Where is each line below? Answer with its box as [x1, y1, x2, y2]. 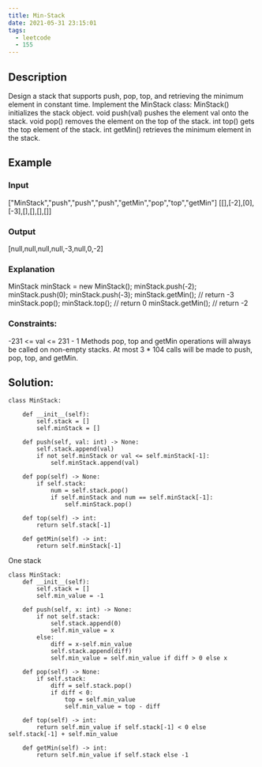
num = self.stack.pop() [50, 487, 129, 495]
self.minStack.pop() [64, 501, 133, 508]
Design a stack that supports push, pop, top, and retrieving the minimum [8, 91, 244, 100]
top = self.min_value [64, 696, 136, 704]
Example [8, 156, 52, 170]
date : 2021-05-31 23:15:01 [8, 19, 97, 27]
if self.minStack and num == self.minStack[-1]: [50, 493, 214, 502]
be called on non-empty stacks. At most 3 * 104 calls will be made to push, [8, 345, 253, 354]
